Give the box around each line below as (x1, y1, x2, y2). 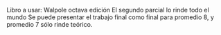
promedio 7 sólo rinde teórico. (6, 21, 93, 28)
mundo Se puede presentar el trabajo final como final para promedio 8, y (6, 13, 214, 21)
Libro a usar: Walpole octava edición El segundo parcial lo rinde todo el (6, 6, 209, 14)
